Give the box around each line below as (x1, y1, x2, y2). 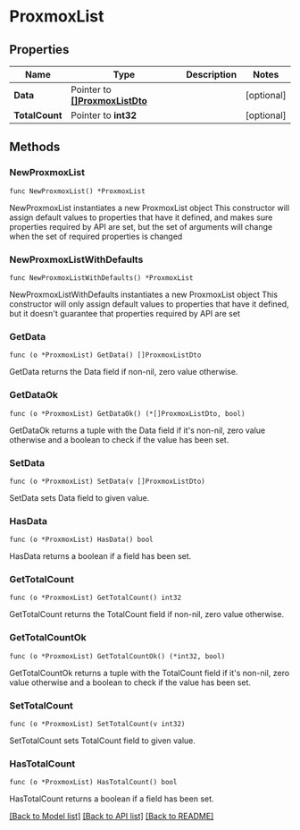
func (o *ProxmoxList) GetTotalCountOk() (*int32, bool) (9, 651, 226, 661)
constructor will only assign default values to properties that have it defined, (9, 298, 289, 309)
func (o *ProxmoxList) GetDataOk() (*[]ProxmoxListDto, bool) (9, 409, 246, 418)
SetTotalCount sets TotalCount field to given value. (9, 735, 196, 746)
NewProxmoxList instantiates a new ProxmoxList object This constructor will (9, 202, 290, 213)
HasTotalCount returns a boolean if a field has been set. (9, 793, 214, 804)
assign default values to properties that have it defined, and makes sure (9, 212, 273, 223)
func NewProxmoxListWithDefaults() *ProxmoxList (9, 273, 194, 283)
